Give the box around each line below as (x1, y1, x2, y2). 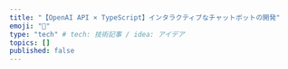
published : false (9, 47, 75, 56)
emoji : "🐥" (9, 22, 51, 30)
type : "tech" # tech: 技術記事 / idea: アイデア (9, 30, 186, 39)
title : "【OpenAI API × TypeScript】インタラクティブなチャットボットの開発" (9, 13, 281, 22)
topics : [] (9, 38, 51, 47)
